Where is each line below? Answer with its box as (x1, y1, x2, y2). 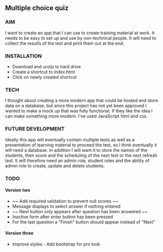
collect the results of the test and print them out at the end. (5, 40, 124, 46)
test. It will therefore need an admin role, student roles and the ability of (5, 157, 150, 164)
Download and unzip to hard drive (12, 63, 81, 69)
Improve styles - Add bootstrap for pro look (12, 241, 101, 247)
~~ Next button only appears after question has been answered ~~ (12, 208, 148, 214)
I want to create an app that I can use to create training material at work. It (5, 29, 155, 36)
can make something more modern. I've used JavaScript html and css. (5, 113, 148, 119)
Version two (5, 187, 30, 193)
